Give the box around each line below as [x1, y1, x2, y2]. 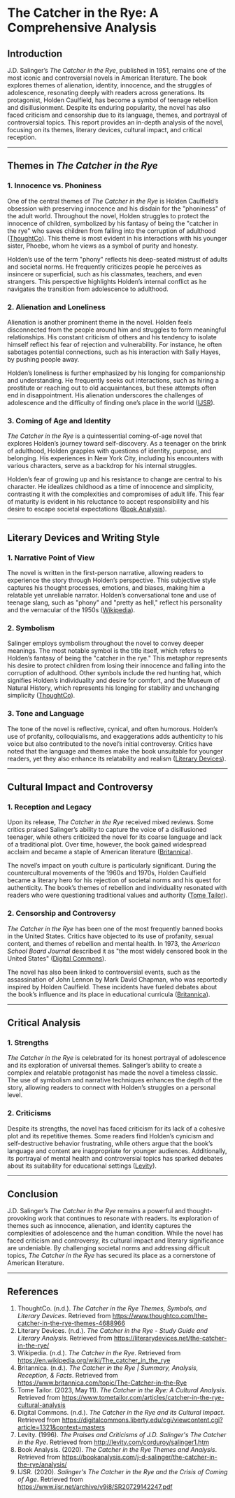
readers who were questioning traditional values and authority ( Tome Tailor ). [7, 891, 228, 900]
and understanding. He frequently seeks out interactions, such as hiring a [7, 376, 219, 384]
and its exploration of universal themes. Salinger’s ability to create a [7, 1061, 202, 1070]
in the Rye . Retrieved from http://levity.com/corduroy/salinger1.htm [17, 1438, 210, 1446]
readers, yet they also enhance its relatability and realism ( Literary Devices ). [7, 754, 227, 763]
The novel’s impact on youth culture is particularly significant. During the [7, 861, 217, 870]
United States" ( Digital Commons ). [7, 954, 106, 963]
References [7, 1285, 59, 1297]
